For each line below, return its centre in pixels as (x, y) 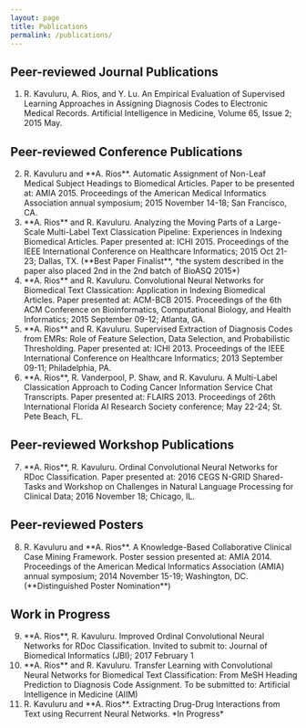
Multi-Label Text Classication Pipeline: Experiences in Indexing (165, 232)
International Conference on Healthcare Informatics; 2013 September (153, 358)
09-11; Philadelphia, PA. (67, 368)
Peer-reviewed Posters (77, 525)
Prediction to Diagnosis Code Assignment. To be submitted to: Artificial (157, 685)
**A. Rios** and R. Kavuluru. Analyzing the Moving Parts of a (138, 222)
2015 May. (43, 123)
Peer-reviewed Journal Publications (115, 72)
